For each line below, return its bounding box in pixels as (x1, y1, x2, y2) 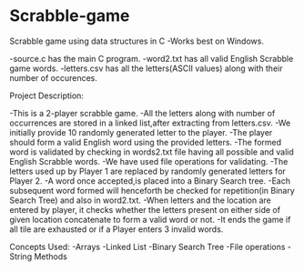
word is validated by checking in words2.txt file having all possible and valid (9, 146, 294, 157)
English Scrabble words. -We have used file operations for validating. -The (9, 156, 289, 166)
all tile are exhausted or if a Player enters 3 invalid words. (9, 224, 224, 235)
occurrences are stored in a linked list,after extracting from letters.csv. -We (9, 117, 291, 128)
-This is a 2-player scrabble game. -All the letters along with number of (9, 107, 276, 118)
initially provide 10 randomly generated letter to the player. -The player (9, 126, 273, 137)
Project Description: (9, 90, 85, 101)
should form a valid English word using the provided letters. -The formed (9, 136, 282, 147)
